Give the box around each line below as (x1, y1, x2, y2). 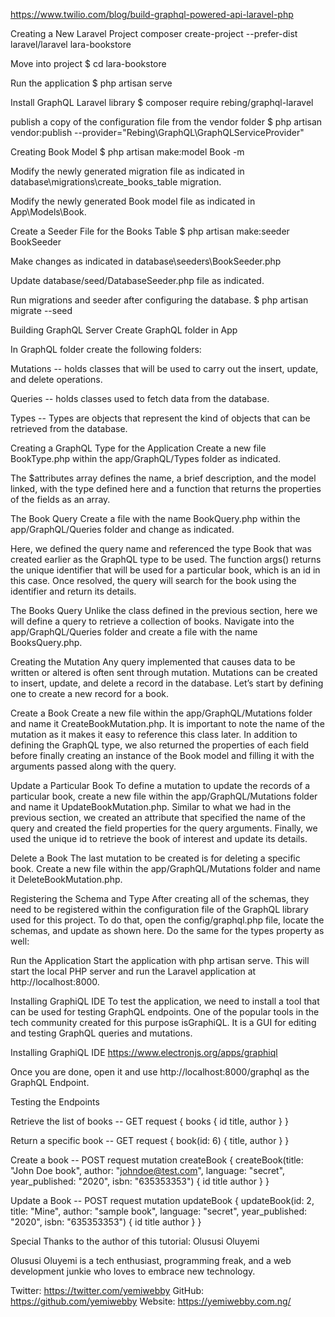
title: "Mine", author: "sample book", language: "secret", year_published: (10, 1205, 308, 1217)
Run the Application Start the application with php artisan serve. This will (10, 955, 310, 966)
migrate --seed (10, 305, 73, 316)
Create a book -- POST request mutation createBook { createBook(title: (10, 1154, 304, 1166)
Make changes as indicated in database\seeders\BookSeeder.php (10, 255, 282, 267)
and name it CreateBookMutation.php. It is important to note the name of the (10, 718, 325, 729)
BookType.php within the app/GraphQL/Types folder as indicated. (10, 453, 282, 464)
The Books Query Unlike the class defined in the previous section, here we (10, 605, 318, 616)
